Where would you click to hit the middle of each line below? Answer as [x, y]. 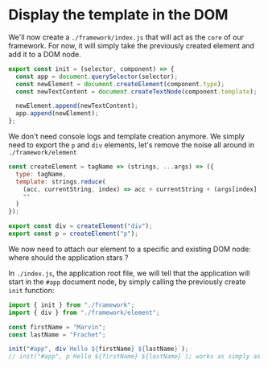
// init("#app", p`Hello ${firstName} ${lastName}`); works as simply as [135, 357]
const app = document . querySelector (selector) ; [97, 76]
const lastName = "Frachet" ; [57, 335]
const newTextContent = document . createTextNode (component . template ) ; [136, 91]
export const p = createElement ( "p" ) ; [73, 234]
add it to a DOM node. [45, 54]
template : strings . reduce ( [61, 182]
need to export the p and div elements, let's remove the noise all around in [132, 145]
